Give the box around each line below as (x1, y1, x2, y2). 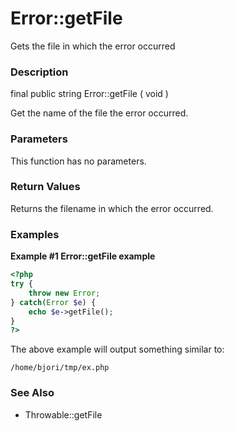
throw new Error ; (28, 288, 101, 298)
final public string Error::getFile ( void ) (10, 88, 169, 100)
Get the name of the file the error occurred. (10, 107, 189, 119)
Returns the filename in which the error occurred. (10, 202, 214, 214)
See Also (10, 386, 55, 400)
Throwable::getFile (24, 408, 103, 421)
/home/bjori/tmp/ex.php (10, 363, 110, 373)
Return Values (10, 180, 81, 194)
